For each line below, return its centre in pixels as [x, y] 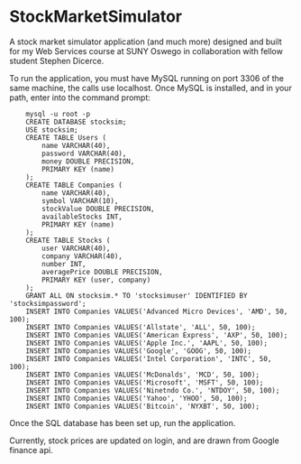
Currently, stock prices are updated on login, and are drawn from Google [144, 441]
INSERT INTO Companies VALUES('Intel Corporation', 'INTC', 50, [149, 358]
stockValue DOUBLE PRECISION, [98, 209]
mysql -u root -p [58, 114]
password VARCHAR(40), [84, 153]
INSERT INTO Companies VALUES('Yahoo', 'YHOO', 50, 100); [137, 398]
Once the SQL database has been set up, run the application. [123, 422]
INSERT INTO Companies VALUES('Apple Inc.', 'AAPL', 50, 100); [147, 343]
